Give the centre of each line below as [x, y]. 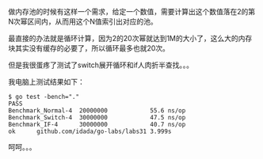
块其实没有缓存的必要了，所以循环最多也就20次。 [89, 48]
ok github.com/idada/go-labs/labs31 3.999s [90, 131]
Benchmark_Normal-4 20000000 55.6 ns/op [97, 111]
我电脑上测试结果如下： [46, 82]
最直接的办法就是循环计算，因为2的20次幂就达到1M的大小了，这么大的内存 [130, 38]
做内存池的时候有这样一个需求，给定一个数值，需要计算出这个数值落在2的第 [132, 11]
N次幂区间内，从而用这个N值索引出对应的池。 [83, 21]
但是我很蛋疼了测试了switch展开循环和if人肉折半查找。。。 [101, 65]
